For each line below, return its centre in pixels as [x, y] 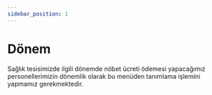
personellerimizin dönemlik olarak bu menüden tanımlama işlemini [104, 76]
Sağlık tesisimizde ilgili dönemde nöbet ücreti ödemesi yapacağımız [106, 69]
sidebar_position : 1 [38, 14]
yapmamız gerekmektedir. [46, 84]
